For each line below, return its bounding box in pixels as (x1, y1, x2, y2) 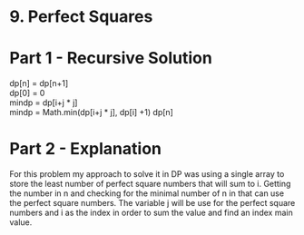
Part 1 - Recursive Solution (9, 48, 213, 69)
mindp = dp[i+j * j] (9, 97, 78, 108)
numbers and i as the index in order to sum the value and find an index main (9, 207, 293, 219)
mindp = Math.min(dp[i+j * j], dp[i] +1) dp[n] (9, 107, 174, 118)
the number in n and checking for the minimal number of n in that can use (9, 188, 284, 199)
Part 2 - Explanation (9, 139, 162, 160)
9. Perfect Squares (9, 6, 153, 27)
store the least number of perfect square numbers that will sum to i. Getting (9, 179, 291, 190)
